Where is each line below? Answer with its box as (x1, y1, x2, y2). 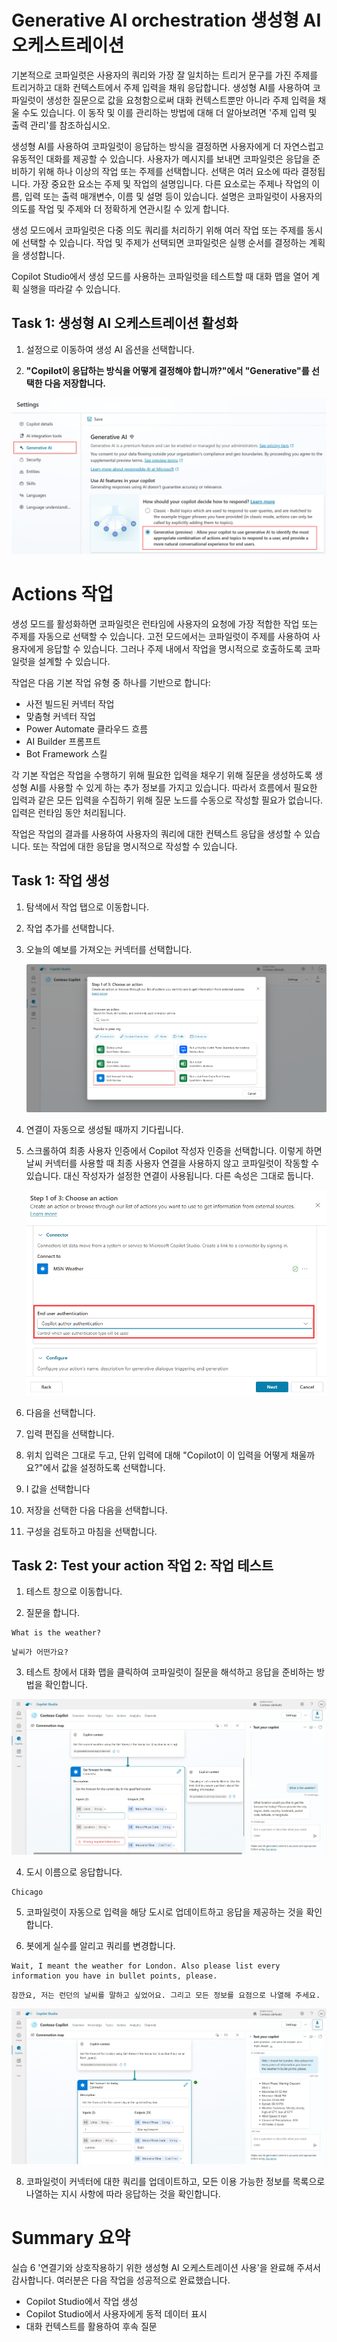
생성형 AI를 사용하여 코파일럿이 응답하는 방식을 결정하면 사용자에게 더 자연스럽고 (11, 140, 324, 152)
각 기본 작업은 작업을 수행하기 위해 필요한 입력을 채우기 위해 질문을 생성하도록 (11, 769, 313, 781)
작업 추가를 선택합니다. (25, 922, 115, 934)
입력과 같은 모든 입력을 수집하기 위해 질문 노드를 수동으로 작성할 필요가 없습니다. (11, 794, 324, 806)
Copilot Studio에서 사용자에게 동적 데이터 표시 (25, 2307, 208, 2320)
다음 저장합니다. (44, 377, 107, 389)
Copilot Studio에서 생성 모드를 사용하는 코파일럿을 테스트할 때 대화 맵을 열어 (11, 270, 310, 282)
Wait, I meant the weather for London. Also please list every (11, 1961, 281, 1971)
